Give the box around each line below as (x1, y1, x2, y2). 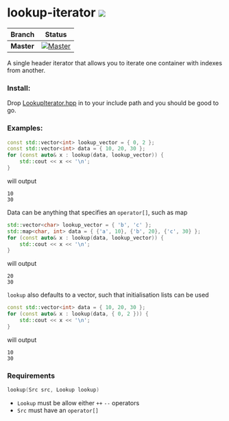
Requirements (7, 371, 56, 380)
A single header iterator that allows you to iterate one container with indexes (7, 58, 223, 67)
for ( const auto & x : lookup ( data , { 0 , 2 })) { (7, 310, 149, 317)
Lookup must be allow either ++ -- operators (16, 398, 140, 407)
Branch (10, 30, 35, 39)
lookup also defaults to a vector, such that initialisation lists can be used (7, 291, 209, 299)
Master (10, 41, 34, 51)
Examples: (7, 124, 43, 133)
